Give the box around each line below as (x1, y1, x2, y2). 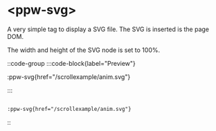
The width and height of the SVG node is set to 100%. (7, 46, 161, 54)
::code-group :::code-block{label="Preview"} (7, 59, 136, 67)
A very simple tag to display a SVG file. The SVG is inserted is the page (7, 25, 210, 33)
